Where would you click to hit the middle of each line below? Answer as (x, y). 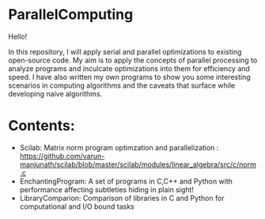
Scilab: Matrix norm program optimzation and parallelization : (119, 147)
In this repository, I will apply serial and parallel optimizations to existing (125, 51)
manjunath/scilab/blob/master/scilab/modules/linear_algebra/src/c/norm (138, 164)
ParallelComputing (71, 15)
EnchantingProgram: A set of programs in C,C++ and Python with (126, 181)
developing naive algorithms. (55, 93)
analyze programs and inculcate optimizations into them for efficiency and (129, 68)
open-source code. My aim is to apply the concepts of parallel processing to (133, 60)
